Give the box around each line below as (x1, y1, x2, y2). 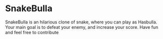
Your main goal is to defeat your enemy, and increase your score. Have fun (5, 24, 159, 30)
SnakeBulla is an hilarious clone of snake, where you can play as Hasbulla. (5, 19, 158, 25)
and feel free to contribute (5, 29, 59, 35)
